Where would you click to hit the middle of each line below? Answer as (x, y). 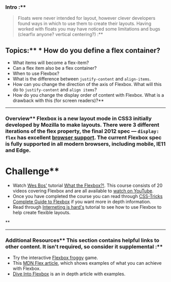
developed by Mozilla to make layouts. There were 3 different (82, 125)
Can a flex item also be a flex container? (54, 68)
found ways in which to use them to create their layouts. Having (84, 23)
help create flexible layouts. (41, 212)
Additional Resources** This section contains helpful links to (82, 240)
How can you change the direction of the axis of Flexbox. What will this (87, 84)
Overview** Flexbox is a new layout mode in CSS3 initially (78, 119)
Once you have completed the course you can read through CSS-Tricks (88, 196)
